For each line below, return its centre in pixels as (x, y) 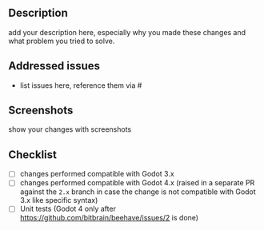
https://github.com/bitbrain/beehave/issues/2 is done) (109, 218)
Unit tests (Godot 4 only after (68, 209)
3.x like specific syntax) (59, 200)
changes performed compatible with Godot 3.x (97, 174)
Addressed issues (54, 66)
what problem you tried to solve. (62, 41)
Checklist (33, 155)
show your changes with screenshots (70, 129)
